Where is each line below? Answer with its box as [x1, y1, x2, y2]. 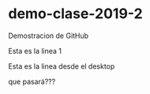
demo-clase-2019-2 [8, 5, 144, 23]
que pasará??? [8, 77, 56, 86]
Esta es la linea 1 [8, 46, 62, 55]
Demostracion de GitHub [8, 31, 89, 40]
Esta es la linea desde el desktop [8, 61, 115, 71]
